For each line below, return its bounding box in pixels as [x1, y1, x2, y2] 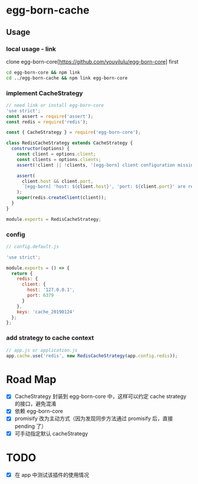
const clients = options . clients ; [16, 156, 101, 162]
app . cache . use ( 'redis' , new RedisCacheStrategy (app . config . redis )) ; [6, 352, 178, 359]
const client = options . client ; [16, 151, 96, 157]
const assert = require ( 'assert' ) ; [6, 113, 94, 119]
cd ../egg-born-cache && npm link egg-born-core [6, 75, 128, 81]
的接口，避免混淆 [14, 400, 57, 407]
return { [11, 270, 33, 276]
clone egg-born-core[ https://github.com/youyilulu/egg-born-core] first [6, 58, 179, 65]
